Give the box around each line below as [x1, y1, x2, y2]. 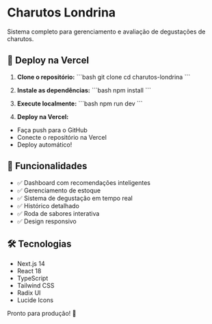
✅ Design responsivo [16, 217, 77, 225]
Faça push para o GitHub [16, 125, 88, 134]
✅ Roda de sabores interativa [16, 209, 100, 217]
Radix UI [16, 289, 41, 297]
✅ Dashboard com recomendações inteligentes [16, 178, 150, 186]
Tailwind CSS [16, 282, 55, 290]
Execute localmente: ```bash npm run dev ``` [16, 99, 143, 108]
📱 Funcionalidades [7, 160, 88, 172]
